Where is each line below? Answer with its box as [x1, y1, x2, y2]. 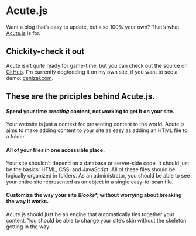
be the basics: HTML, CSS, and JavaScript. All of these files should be [6, 165, 176, 173]
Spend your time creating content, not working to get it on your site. [6, 107, 175, 114]
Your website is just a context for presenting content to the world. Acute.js [6, 121, 185, 128]
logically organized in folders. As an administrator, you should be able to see [6, 172, 190, 179]
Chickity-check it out [6, 47, 85, 57]
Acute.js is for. [6, 29, 41, 36]
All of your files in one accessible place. [6, 146, 105, 153]
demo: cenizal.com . [6, 74, 54, 81]
